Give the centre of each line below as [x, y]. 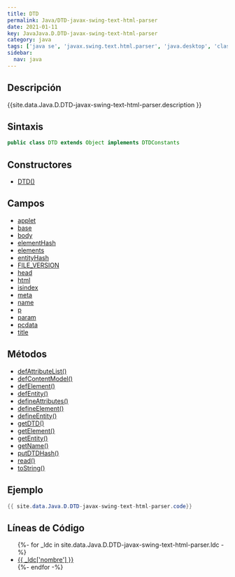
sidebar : [20, 53]
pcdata [28, 325]
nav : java [28, 60]
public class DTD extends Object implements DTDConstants [93, 143]
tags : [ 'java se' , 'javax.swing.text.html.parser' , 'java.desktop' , [109, 46]
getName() [33, 445]
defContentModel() [45, 379]
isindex [28, 287]
